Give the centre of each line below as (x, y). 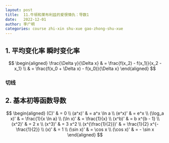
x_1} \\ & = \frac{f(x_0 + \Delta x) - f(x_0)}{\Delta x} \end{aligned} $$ (85, 68)
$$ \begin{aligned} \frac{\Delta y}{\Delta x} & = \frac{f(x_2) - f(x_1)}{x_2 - (85, 63)
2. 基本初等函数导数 (36, 101)
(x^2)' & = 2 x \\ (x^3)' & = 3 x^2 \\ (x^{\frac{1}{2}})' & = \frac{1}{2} (80, 124)
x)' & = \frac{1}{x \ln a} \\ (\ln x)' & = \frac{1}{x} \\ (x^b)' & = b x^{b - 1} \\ (85, 118)
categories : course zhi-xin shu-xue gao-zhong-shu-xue (64, 29)
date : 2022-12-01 (26, 19)
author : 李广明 (20, 24)
